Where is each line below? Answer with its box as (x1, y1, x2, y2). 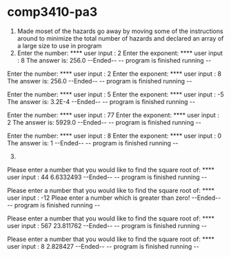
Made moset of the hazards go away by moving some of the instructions (17, 27, 223, 35)
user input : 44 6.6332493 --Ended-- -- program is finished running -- (7, 173, 208, 181)
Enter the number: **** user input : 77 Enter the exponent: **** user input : (7, 111, 219, 119)
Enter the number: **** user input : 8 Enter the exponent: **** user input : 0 (7, 132, 222, 140)
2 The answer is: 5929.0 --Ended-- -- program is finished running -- (7, 118, 201, 126)
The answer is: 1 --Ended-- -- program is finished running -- (7, 138, 179, 147)
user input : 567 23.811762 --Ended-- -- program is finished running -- (7, 221, 208, 229)
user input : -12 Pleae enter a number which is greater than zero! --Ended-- (7, 194, 221, 202)
